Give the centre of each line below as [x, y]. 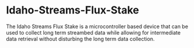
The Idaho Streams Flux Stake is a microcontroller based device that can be [97, 26]
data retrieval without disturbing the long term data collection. [80, 39]
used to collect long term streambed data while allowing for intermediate [93, 32]
